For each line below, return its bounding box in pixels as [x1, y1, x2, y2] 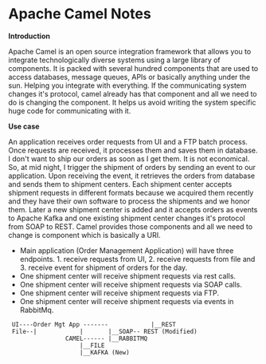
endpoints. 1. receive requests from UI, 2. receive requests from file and [19, 254, 256, 263]
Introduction [8, 31, 50, 41]
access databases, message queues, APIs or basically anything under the [8, 72, 251, 81]
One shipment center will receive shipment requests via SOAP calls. [19, 279, 243, 289]
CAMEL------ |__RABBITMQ [65, 334, 148, 342]
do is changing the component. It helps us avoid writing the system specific [8, 97, 256, 107]
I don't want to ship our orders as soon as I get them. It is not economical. [8, 153, 250, 164]
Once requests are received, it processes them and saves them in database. [8, 145, 258, 155]
